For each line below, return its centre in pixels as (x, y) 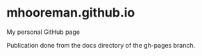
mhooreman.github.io (71, 13)
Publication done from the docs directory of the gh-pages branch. (101, 45)
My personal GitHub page (43, 32)
